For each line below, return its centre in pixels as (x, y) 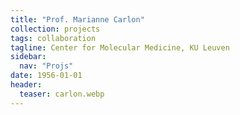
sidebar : (28, 57)
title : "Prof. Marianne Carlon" (77, 19)
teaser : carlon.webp (62, 94)
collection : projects (55, 29)
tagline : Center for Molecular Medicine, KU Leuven (120, 47)
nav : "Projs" (46, 66)
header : (26, 85)
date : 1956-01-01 (46, 76)
